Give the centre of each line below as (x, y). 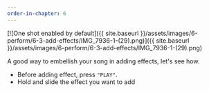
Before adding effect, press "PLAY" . (67, 74)
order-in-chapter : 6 (37, 13)
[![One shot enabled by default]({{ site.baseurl (73, 33)
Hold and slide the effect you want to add (76, 82)
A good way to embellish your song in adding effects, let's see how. (103, 61)
